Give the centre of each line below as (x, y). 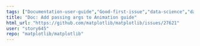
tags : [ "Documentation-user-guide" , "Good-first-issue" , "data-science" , (97, 12)
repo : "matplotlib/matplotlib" (45, 34)
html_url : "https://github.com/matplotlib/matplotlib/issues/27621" (93, 23)
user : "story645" (28, 28)
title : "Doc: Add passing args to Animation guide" (71, 17)
